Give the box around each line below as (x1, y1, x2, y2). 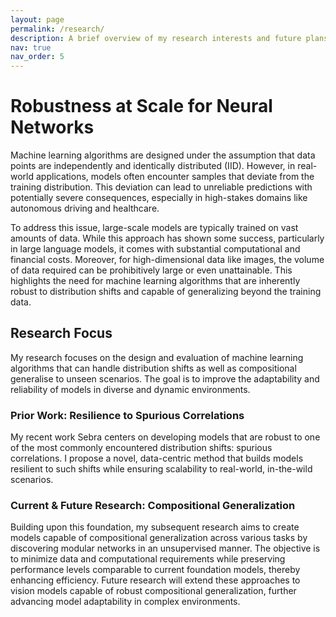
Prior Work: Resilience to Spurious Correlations (10, 408, 245, 422)
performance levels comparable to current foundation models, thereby (10, 564, 301, 576)
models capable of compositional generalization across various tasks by (10, 532, 308, 544)
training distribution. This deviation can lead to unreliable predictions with (10, 181, 313, 193)
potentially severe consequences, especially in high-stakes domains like (10, 192, 308, 204)
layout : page (10, 14, 65, 25)
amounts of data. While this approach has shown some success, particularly (10, 232, 325, 245)
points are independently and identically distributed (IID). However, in (10, 160, 296, 172)
